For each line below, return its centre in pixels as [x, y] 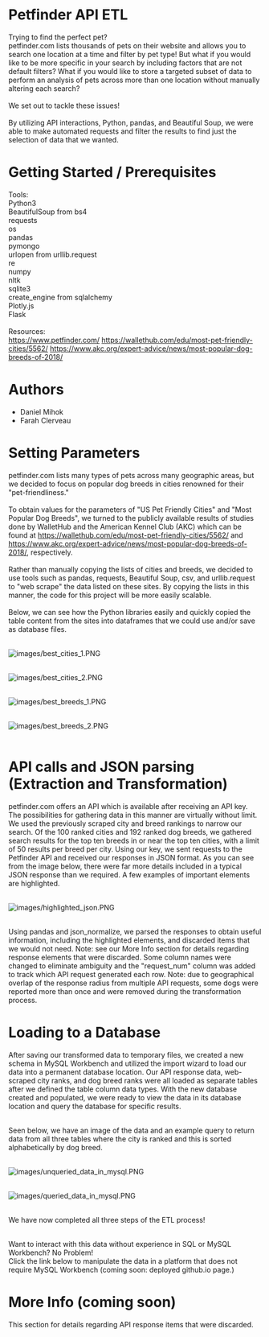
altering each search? [44, 88]
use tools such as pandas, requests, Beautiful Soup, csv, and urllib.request [132, 578]
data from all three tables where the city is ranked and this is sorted [120, 1139]
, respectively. [50, 552]
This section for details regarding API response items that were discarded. [131, 1324]
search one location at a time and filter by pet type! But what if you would [130, 54]
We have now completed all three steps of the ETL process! [107, 1219]
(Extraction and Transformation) [118, 784]
